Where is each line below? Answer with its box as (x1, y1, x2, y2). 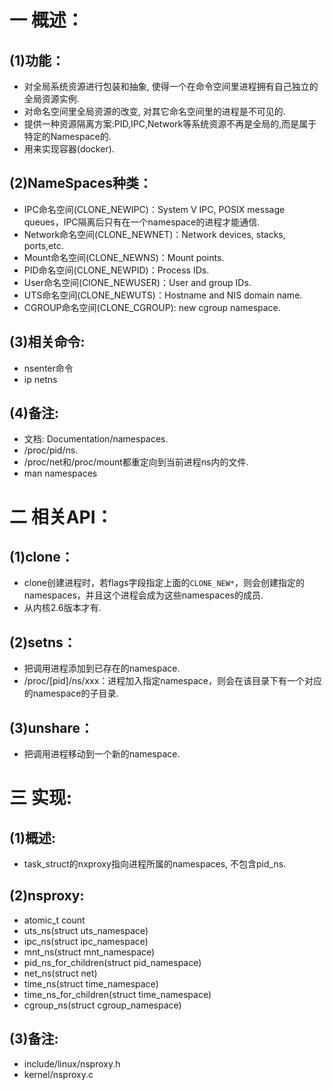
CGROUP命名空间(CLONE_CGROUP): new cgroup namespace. (23, 301, 281, 313)
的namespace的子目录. (23, 687, 119, 700)
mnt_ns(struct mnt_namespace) (23, 946, 156, 958)
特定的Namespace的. (23, 131, 112, 142)
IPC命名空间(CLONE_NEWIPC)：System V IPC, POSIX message (23, 203, 286, 215)
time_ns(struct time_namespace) (23, 977, 159, 990)
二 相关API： (9, 506, 114, 528)
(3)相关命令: (9, 334, 86, 351)
